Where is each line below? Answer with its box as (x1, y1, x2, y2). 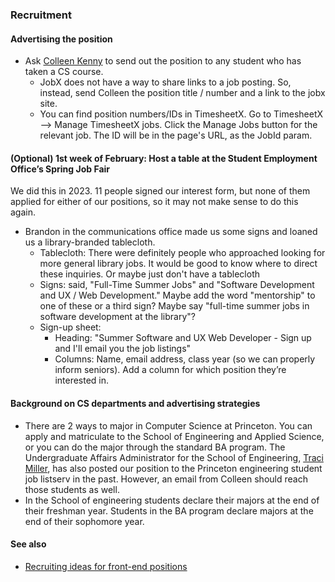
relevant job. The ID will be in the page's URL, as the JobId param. (39, 129, 313, 142)
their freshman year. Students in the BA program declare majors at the (24, 504, 314, 517)
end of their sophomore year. (24, 515, 145, 527)
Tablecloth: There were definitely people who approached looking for (39, 247, 326, 259)
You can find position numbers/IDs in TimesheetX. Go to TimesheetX (39, 108, 324, 120)
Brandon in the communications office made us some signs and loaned (24, 226, 318, 238)
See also (10, 538, 47, 550)
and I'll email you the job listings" (54, 343, 192, 355)
